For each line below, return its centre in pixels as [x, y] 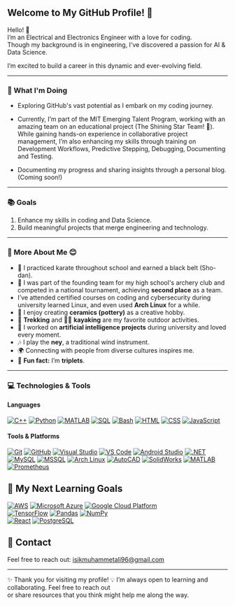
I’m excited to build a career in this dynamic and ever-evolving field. [105, 65]
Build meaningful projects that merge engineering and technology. [113, 227]
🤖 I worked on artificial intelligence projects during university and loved [122, 327]
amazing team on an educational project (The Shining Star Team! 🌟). [116, 127]
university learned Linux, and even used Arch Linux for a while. [109, 304]
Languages [24, 405]
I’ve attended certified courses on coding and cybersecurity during [114, 297]
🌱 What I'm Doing [37, 90]
